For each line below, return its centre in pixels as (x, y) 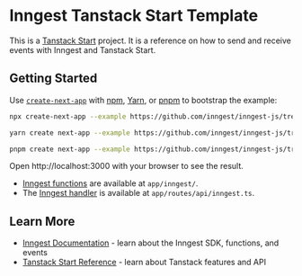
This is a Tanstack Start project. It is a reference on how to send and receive (151, 40)
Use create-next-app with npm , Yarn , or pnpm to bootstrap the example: (143, 100)
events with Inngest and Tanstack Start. (83, 49)
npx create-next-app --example (68, 116)
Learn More (42, 221)
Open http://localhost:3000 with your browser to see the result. (127, 166)
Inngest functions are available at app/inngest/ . (110, 183)
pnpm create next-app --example (70, 149)
